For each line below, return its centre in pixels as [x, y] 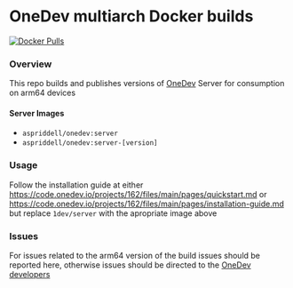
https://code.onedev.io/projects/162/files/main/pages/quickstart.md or [138, 194]
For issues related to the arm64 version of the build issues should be [135, 256]
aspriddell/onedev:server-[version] [90, 143]
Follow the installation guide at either [76, 185]
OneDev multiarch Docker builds [131, 16]
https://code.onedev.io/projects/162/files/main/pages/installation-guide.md [146, 204]
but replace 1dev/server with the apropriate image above [113, 213]
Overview [31, 64]
